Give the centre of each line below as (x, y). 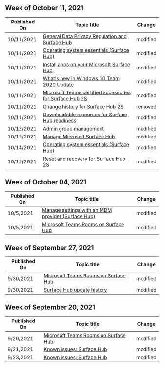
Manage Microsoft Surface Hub (79, 137)
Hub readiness (60, 120)
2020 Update (58, 84)
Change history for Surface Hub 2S (83, 106)
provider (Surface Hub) (69, 216)
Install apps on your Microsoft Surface (87, 64)
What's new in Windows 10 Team (81, 78)
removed (146, 106)
